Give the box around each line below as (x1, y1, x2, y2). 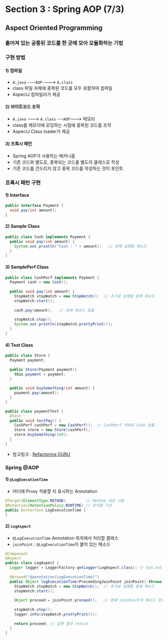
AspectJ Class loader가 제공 (12, 128, 70, 134)
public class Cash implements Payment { (5, 234, 91, 239)
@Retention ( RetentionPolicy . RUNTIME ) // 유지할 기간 (5, 503, 112, 508)
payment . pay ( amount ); (14, 391, 59, 396)
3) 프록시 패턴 (5, 141, 32, 147)
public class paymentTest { (5, 409, 64, 414)
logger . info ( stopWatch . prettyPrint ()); (14, 611, 97, 617)
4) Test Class (5, 342, 33, 348)
